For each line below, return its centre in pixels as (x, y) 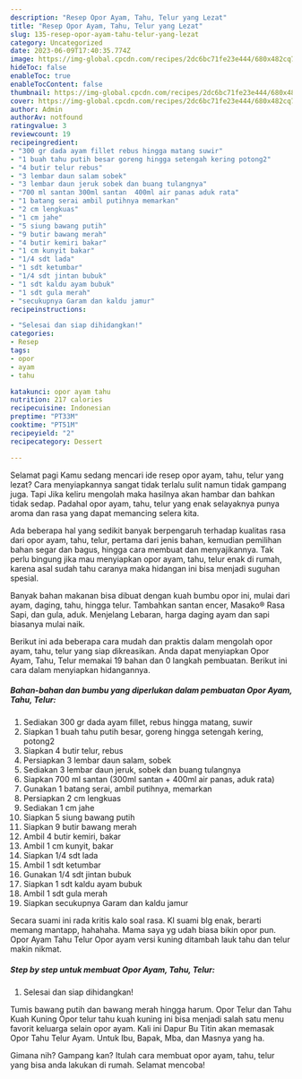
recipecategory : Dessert (56, 441)
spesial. (25, 578)
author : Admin (37, 109)
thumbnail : (30, 92)
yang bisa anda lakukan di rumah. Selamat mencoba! (108, 1065)
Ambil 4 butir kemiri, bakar (72, 837)
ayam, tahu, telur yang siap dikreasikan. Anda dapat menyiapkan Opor (140, 651)
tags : (20, 350)
